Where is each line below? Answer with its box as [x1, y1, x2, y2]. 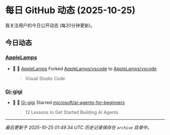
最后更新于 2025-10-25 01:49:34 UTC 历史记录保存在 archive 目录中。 [5, 124, 152, 130]
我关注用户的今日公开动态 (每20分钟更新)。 [5, 22, 95, 28]
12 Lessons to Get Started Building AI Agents [25, 109, 119, 115]
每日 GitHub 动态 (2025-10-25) [5, 5, 136, 16]
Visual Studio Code [25, 75, 65, 81]
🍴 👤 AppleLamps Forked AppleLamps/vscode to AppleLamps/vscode [12, 65, 157, 71]
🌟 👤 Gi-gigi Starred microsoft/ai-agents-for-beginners [12, 99, 125, 105]
